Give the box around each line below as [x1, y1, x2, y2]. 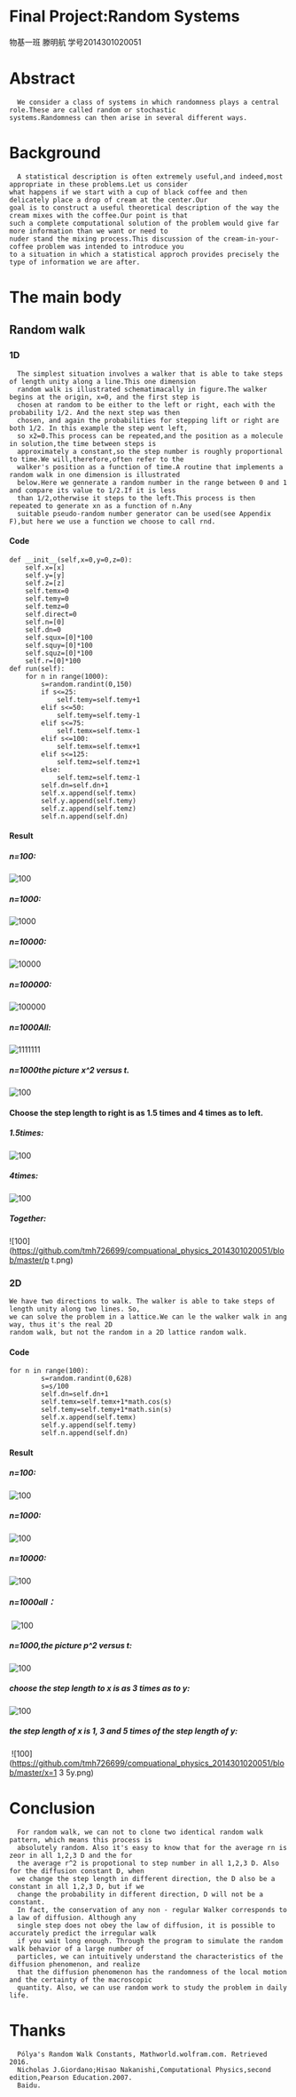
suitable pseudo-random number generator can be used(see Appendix [17, 509, 272, 518]
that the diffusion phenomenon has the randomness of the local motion [17, 1967, 288, 1976]
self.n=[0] [25, 618, 66, 626]
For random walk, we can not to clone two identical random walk [17, 1828, 264, 1837]
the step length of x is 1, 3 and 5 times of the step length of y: [9, 1726, 238, 1736]
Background [9, 143, 101, 163]
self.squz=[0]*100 [25, 649, 93, 658]
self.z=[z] [25, 578, 66, 587]
